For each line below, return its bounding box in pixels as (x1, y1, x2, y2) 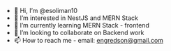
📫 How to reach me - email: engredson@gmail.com (13, 37, 164, 44)
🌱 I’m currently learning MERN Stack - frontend (13, 21, 150, 29)
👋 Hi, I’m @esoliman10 (13, 7, 78, 14)
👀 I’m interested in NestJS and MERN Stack (13, 14, 138, 22)
